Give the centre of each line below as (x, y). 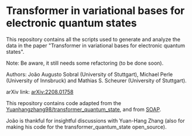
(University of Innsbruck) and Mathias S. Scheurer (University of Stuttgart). (97, 81)
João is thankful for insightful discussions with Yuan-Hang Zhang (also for (96, 120)
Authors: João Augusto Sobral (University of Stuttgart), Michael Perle (90, 74)
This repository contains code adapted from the (64, 103)
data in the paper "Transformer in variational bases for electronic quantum (96, 46)
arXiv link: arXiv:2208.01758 (40, 92)
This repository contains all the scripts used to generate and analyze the (93, 39)
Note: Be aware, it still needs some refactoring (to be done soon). (85, 63)
